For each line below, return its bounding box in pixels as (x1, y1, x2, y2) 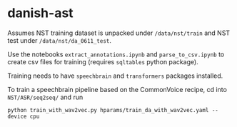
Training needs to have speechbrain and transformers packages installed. (7, 71, 223, 80)
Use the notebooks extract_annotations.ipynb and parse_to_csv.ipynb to (7, 50, 225, 59)
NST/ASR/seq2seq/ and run (7, 93, 84, 101)
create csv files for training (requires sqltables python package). (7, 57, 198, 66)
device (7, 113, 27, 120)
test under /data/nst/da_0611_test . (7, 36, 112, 44)
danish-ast (7, 5, 74, 21)
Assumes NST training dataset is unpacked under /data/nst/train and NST (7, 29, 231, 37)
